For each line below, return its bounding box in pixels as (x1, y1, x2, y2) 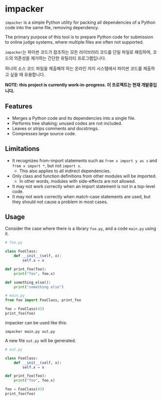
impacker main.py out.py (5, 329, 55, 334)
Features (5, 102, 32, 111)
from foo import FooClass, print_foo (5, 298, 81, 303)
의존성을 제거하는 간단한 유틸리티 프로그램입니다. (14, 55, 106, 61)
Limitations (5, 144, 40, 153)
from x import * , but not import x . (12, 162, 81, 168)
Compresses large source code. (12, 130, 77, 136)
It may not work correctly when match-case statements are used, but (12, 193, 151, 199)
